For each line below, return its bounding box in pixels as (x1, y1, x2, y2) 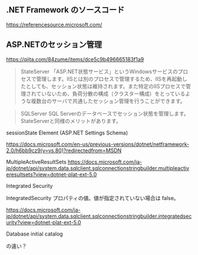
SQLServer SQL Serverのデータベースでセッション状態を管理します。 (20, 110, 190, 117)
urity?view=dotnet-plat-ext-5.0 (6, 218, 81, 225)
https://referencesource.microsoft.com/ (6, 21, 103, 28)
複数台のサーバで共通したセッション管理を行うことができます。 (31, 97, 186, 104)
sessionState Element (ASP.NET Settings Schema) (6, 129, 128, 136)
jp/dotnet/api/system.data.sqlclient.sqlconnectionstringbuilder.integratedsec (6, 212, 192, 220)
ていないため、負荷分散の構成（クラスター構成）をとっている (36, 90, 186, 97)
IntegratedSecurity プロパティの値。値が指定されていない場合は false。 (6, 194, 179, 201)
